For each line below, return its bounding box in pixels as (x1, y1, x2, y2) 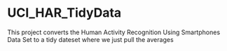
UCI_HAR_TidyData (7, 5, 122, 21)
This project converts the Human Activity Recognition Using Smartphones (7, 28, 221, 36)
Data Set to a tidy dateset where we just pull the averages (7, 35, 174, 43)
